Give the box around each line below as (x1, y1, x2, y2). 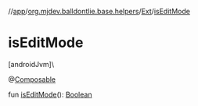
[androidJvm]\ (8, 59, 55, 69)
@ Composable (8, 74, 56, 84)
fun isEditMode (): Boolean (8, 90, 92, 99)
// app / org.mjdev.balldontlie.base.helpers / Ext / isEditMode (8, 7, 190, 16)
